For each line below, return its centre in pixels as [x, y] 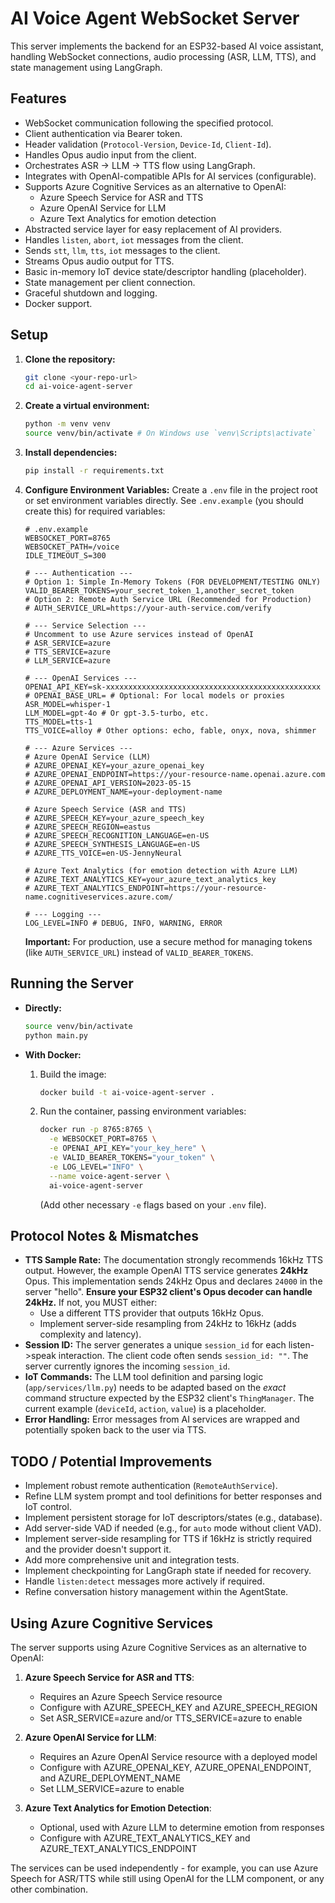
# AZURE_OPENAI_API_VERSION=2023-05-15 [108, 783]
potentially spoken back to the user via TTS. [115, 1430]
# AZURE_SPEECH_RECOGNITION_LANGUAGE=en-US [117, 835]
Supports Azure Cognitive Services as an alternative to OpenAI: [155, 186]
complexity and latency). [90, 1334]
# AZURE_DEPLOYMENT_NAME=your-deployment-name [123, 792]
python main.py [56, 1035]
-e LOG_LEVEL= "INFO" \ [96, 1167]
